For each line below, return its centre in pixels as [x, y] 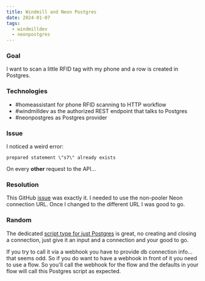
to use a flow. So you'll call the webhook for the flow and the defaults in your [103, 265]
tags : [13, 23]
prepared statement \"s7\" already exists [61, 158]
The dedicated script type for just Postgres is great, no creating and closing [101, 233]
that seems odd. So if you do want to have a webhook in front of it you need [102, 258]
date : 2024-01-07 [28, 18]
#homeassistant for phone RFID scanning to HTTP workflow [91, 105]
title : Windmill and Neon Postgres [52, 12]
